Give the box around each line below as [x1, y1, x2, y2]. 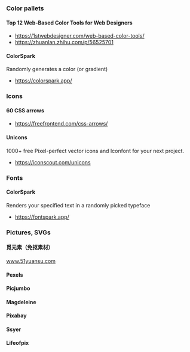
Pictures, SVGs [6, 228, 51, 237]
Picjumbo [6, 285, 30, 292]
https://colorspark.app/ [14, 77, 72, 84]
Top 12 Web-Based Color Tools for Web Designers [6, 19, 133, 26]
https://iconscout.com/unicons [14, 158, 91, 166]
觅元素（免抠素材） [6, 244, 54, 251]
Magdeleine [6, 298, 37, 305]
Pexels [6, 271, 23, 278]
